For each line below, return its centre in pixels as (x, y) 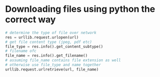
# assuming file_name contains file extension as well (63, 60)
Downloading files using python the (80, 9)
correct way (31, 19)
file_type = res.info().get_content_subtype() (54, 46)
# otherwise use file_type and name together (53, 65)
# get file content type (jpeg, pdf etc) (49, 42)
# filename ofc (21, 51)
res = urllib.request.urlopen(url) (42, 37)
